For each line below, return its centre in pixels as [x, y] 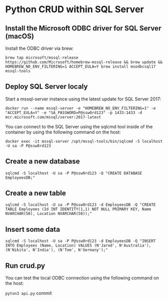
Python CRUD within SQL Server [75, 9]
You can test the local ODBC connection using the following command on [82, 278]
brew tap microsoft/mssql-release [42, 58]
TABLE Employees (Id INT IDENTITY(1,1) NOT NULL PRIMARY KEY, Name [78, 209]
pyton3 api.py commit [29, 293]
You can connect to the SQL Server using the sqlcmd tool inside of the [79, 126]
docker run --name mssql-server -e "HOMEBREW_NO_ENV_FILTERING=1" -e [81, 108]
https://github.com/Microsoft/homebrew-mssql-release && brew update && [84, 62]
